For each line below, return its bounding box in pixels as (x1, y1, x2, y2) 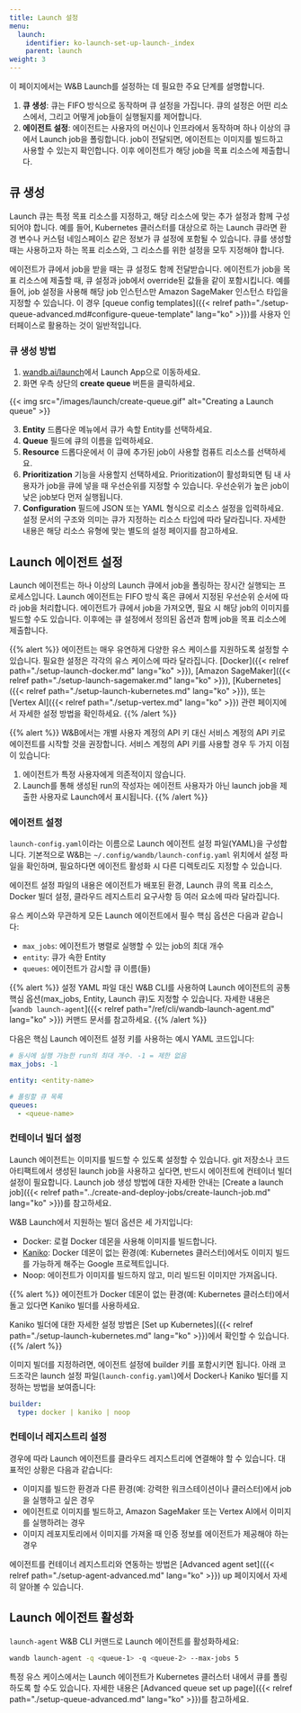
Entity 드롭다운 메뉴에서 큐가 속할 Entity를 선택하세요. (22, 424, 213, 435)
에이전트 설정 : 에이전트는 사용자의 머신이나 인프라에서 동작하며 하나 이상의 (22, 122, 281, 133)
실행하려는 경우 (31, 1517, 85, 1528)
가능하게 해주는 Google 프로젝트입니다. (31, 1258, 170, 1269)
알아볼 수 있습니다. (18, 1581, 84, 1591)
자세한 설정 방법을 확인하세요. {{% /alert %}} (18, 708, 177, 718)
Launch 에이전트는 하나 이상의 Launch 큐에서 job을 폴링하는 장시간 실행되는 (9, 580, 277, 591)
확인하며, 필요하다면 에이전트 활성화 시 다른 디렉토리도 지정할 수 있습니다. (25, 861, 283, 871)
